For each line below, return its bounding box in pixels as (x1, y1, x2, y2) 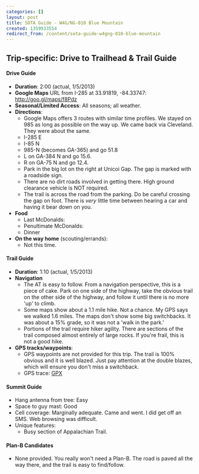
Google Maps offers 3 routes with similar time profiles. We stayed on (23, 114, 192, 122)
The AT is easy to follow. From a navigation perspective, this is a (23, 281, 181, 288)
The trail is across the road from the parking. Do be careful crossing (23, 190, 190, 197)
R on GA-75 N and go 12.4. (23, 159, 89, 166)
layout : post (6, 14, 39, 20)
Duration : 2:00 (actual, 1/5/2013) (14, 83, 95, 90)
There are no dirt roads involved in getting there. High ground (23, 178, 174, 185)
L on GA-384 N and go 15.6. (23, 153, 92, 160)
